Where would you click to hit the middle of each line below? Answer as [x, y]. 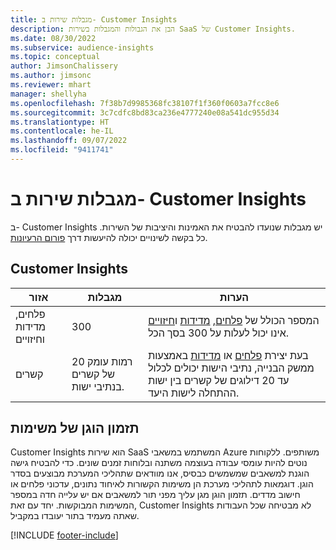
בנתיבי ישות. [98, 386]
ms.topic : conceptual [55, 57]
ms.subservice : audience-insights [82, 47]
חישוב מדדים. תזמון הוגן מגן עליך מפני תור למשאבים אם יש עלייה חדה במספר [155, 495]
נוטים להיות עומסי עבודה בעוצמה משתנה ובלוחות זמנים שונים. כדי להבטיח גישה [159, 463]
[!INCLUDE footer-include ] [64, 535]
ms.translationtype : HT [60, 122]
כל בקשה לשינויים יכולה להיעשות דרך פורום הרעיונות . [109, 237]
